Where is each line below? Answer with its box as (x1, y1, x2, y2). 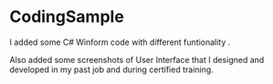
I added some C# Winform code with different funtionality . (9, 37, 231, 47)
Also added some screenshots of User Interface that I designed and (9, 54, 265, 65)
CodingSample (9, 6, 125, 27)
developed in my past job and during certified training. (9, 64, 215, 75)
